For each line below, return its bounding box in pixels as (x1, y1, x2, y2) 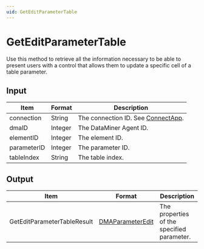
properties (159, 210, 189, 219)
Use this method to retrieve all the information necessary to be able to (6, 55, 181, 63)
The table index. (78, 153, 124, 162)
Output (6, 174, 33, 184)
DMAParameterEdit (98, 217, 154, 226)
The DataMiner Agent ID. (78, 124, 149, 132)
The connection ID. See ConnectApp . (78, 114, 184, 122)
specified (159, 225, 186, 234)
